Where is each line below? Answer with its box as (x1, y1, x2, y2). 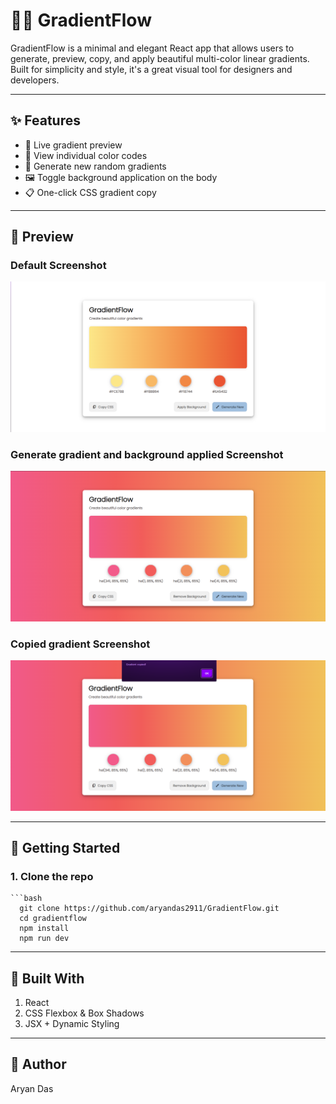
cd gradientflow (19, 914, 87, 924)
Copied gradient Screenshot (10, 637, 151, 651)
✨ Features (10, 112, 81, 129)
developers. (10, 74, 60, 86)
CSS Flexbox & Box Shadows (24, 1007, 145, 1019)
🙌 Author (10, 1056, 67, 1073)
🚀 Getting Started (10, 839, 121, 856)
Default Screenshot (10, 259, 107, 273)
